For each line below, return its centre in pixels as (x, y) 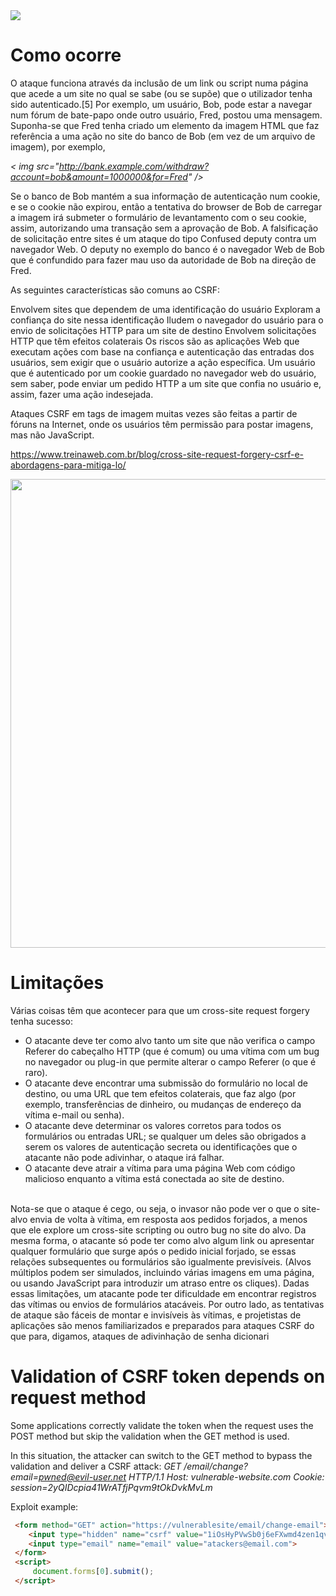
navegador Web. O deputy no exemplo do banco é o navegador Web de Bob (167, 249)
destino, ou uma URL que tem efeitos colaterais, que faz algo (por (160, 1093)
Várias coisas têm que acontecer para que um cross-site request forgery (160, 1010)
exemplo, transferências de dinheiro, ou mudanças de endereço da (163, 1104)
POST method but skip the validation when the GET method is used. (150, 1436)
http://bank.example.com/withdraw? (134, 166)
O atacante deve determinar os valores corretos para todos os (153, 1125)
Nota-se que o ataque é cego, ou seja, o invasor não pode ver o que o (155, 1208)
